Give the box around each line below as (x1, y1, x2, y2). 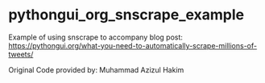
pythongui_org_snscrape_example (8, 6, 245, 24)
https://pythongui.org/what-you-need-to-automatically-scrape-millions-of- (8, 40, 258, 50)
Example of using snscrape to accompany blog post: (8, 32, 184, 42)
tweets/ (8, 49, 34, 59)
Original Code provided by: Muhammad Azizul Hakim (8, 64, 184, 74)
